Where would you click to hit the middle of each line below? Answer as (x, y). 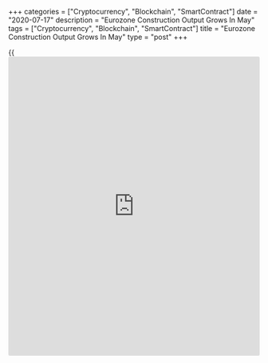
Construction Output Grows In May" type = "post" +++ (98, 37)
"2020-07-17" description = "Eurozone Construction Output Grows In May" (132, 20)
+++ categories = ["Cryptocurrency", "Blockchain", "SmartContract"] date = (133, 12)
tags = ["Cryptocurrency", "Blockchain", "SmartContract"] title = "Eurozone (132, 28)
